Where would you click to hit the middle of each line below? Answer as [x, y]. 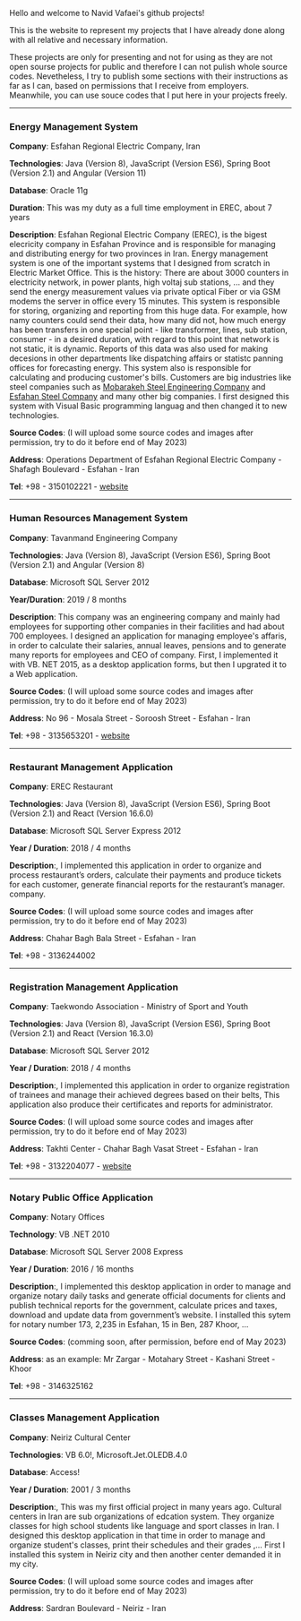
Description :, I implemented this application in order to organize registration [150, 1085]
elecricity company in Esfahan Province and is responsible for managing [142, 244]
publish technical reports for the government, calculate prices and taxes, [143, 1306]
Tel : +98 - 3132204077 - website [70, 1166]
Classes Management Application [84, 1418]
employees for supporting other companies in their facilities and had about [147, 626]
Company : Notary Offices [57, 1217]
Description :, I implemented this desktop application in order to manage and [150, 1287]
